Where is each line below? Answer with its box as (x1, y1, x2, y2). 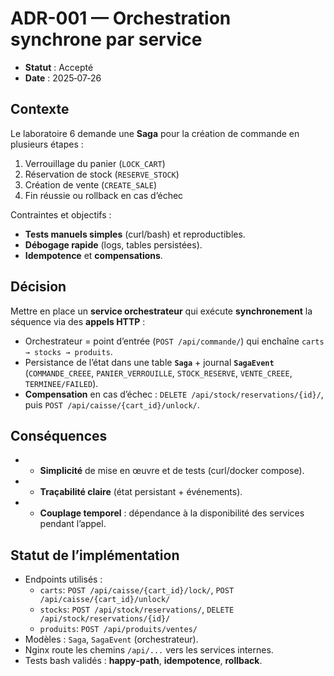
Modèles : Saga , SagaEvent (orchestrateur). (24, 633, 199, 646)
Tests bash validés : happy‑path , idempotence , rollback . (24, 655, 263, 667)
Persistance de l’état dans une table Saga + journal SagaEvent (24, 356, 275, 368)
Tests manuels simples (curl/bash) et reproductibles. (24, 228, 246, 240)
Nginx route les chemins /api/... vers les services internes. (24, 644, 274, 656)
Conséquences (10, 427, 108, 444)
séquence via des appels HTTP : (10, 315, 146, 327)
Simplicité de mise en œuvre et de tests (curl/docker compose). (39, 465, 305, 477)
